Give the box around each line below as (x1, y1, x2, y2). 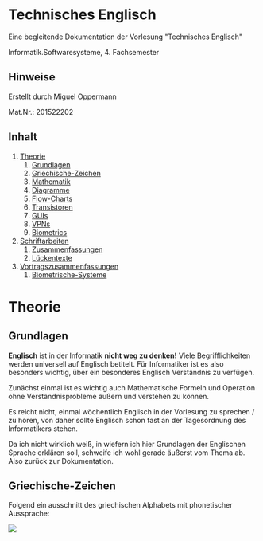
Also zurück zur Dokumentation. (8, 456, 114, 465)
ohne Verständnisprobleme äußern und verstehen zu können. (8, 391, 209, 401)
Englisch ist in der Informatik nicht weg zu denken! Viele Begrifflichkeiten (8, 351, 251, 360)
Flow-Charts (31, 194, 73, 203)
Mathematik (31, 177, 71, 186)
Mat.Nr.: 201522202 (8, 107, 74, 116)
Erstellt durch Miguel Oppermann (8, 92, 117, 101)
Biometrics (31, 227, 68, 237)
